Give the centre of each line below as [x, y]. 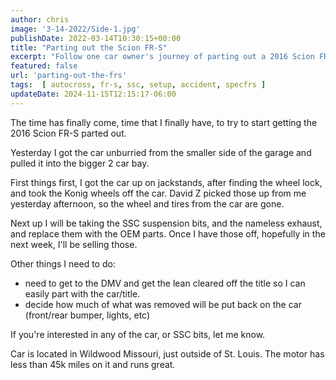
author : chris [40, 19]
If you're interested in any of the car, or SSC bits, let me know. [138, 334]
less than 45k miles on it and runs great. [93, 364]
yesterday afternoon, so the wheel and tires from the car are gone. [147, 203]
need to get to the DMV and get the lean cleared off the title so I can [165, 283]
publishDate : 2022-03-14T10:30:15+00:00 [96, 38]
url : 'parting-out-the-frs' [69, 76]
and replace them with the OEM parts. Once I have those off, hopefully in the [168, 233]
